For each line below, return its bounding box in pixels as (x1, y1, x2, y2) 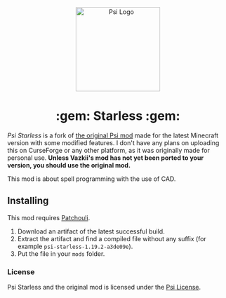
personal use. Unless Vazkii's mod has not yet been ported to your (7, 154, 204, 162)
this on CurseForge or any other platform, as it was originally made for (7, 146, 211, 154)
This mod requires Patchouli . (7, 213, 91, 222)
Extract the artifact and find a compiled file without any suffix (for (17, 234, 207, 243)
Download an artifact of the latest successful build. (17, 227, 165, 236)
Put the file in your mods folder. (17, 249, 105, 258)
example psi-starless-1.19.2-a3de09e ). (17, 242, 133, 250)
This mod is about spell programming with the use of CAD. (7, 175, 176, 183)
